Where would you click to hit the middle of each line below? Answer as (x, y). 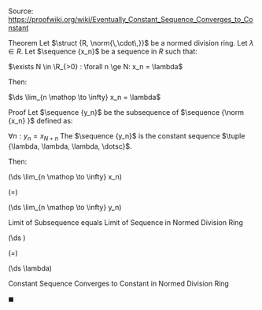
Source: (21, 11)
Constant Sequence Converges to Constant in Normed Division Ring (119, 283)
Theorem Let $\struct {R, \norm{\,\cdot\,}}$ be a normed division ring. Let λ (131, 43)
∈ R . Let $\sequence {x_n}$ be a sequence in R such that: (103, 52)
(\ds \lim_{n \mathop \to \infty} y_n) (65, 207)
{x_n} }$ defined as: (41, 121)
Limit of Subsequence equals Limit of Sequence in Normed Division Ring (126, 222)
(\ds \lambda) (30, 268)
